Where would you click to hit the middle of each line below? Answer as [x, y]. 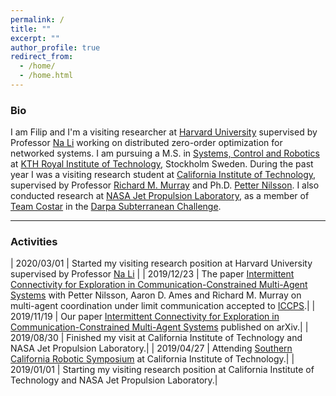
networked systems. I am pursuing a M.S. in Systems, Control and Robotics [165, 153]
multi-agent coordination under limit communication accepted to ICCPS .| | [163, 306]
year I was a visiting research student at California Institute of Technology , [163, 175]
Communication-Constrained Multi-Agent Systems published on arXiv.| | [159, 327]
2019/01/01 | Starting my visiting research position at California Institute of [162, 370]
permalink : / [37, 19]
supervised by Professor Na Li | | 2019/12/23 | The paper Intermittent [152, 274]
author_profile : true [55, 47]
